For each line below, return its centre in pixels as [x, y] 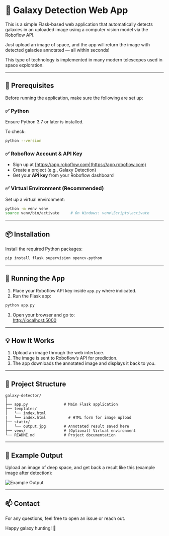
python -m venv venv [27, 208]
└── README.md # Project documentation [60, 435]
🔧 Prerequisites [30, 86]
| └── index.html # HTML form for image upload [68, 418]
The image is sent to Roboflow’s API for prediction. [65, 358]
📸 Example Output [34, 455]
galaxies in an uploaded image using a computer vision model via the [77, 29]
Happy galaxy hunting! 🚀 [31, 528]
